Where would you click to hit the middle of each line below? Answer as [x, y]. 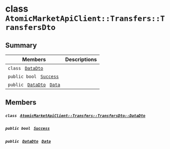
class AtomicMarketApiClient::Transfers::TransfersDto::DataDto [76, 116]
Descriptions [81, 60]
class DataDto [25, 68]
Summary [21, 45]
